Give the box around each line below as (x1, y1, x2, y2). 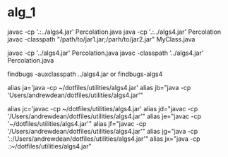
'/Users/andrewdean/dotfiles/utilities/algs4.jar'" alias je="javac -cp (7, 112, 202, 120)
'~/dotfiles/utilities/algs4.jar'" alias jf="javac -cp (7, 119, 147, 127)
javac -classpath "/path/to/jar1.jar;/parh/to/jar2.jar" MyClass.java (7, 34, 196, 43)
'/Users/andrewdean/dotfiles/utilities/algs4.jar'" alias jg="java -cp (7, 127, 198, 135)
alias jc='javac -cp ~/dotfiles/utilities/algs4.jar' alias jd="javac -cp (7, 104, 198, 113)
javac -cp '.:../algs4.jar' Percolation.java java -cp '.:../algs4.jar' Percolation (7, 27, 221, 36)
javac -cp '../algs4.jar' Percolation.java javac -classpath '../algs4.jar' (7, 49, 204, 57)
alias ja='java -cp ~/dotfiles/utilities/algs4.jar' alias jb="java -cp (7, 83, 191, 92)
